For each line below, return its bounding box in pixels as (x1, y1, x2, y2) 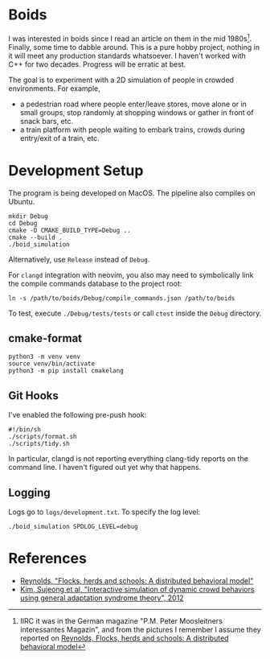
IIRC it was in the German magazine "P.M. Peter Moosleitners (19, 616, 223, 625)
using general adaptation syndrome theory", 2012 (19, 593, 184, 603)
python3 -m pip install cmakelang (8, 367, 125, 375)
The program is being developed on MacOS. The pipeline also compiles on (8, 187, 256, 198)
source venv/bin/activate (8, 360, 95, 368)
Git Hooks (8, 389, 59, 402)
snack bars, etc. (19, 116, 74, 126)
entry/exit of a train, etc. (19, 133, 100, 142)
